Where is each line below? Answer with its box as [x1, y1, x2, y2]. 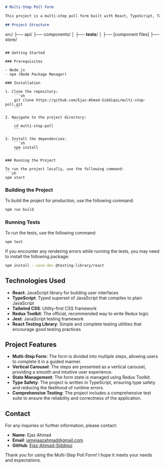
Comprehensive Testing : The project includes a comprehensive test [12, 390, 151, 396]
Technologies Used [5, 277, 65, 285]
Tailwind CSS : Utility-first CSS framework [12, 305, 97, 311]
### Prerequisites [5, 59, 43, 64]
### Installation [5, 80, 41, 86]
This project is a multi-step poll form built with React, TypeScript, [5, 13, 155, 18]
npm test [5, 239, 23, 244]
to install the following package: [5, 253, 70, 259]
